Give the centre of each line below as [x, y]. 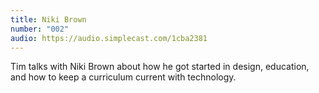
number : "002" [40, 29]
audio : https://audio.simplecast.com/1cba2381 [109, 38]
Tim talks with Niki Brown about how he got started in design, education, [160, 67]
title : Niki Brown [48, 19]
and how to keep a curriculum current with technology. [123, 77]
